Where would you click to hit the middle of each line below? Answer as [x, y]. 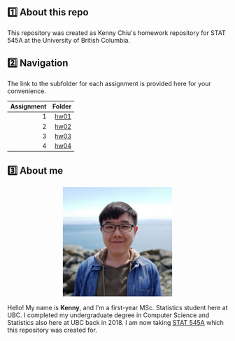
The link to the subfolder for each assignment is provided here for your [109, 83]
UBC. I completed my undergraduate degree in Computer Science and [108, 315]
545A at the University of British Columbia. [69, 40]
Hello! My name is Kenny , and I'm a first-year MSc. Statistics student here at [117, 308]
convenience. [27, 91]
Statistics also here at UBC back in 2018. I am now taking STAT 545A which [115, 323]
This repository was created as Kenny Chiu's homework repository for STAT [116, 33]
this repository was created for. [52, 330]
